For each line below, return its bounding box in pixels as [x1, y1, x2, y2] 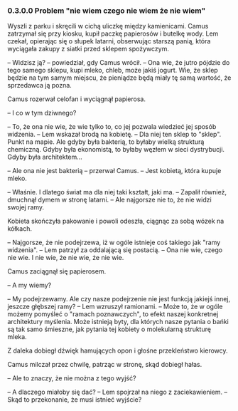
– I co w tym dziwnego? [7, 109, 77, 118]
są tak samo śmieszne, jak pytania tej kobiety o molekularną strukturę [7, 325, 212, 333]
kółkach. [7, 224, 33, 233]
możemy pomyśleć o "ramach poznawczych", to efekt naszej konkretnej [7, 310, 219, 318]
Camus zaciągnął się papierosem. [7, 267, 107, 276]
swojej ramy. [7, 203, 45, 212]
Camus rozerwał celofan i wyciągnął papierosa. [7, 95, 146, 103]
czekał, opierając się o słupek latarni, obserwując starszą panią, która [7, 37, 211, 46]
